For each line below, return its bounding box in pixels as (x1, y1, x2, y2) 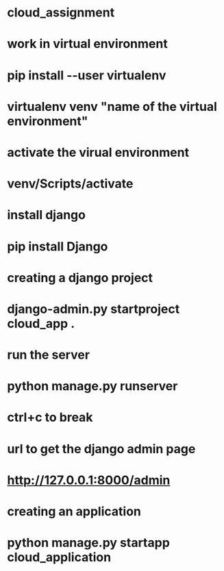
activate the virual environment (7, 144, 190, 160)
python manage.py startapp (7, 535, 170, 550)
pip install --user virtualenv (7, 67, 166, 83)
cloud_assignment (7, 5, 115, 21)
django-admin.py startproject (7, 301, 180, 316)
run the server (7, 347, 90, 363)
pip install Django (7, 238, 108, 254)
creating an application (7, 504, 142, 519)
